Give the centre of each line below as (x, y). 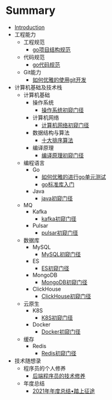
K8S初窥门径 (57, 317)
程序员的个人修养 (45, 368)
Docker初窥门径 (61, 331)
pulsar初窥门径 (60, 233)
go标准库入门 (58, 184)
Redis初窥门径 (59, 353)
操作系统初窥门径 (63, 110)
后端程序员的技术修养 (59, 376)
